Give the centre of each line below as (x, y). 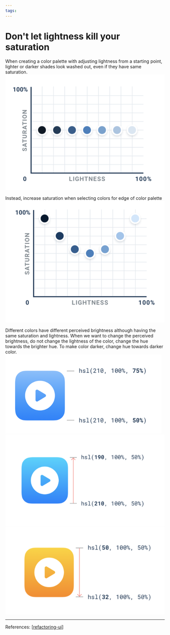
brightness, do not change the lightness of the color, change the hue (77, 341)
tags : (11, 11)
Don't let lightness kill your (63, 36)
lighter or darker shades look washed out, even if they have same (73, 66)
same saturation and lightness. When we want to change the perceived (79, 335)
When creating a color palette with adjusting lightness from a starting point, (84, 61)
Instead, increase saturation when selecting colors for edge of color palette (84, 198)
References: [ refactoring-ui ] (34, 627)
